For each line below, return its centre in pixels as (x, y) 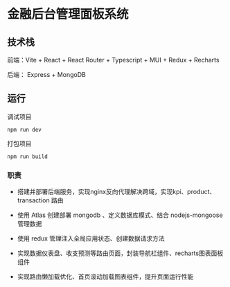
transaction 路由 (40, 200)
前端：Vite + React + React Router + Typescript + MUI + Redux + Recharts (113, 60)
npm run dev (24, 130)
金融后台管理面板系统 (68, 14)
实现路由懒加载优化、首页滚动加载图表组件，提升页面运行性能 (105, 277)
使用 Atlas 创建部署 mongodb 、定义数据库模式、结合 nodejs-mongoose (120, 215)
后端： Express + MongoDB (47, 75)
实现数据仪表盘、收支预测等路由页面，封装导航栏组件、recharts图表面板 (120, 253)
